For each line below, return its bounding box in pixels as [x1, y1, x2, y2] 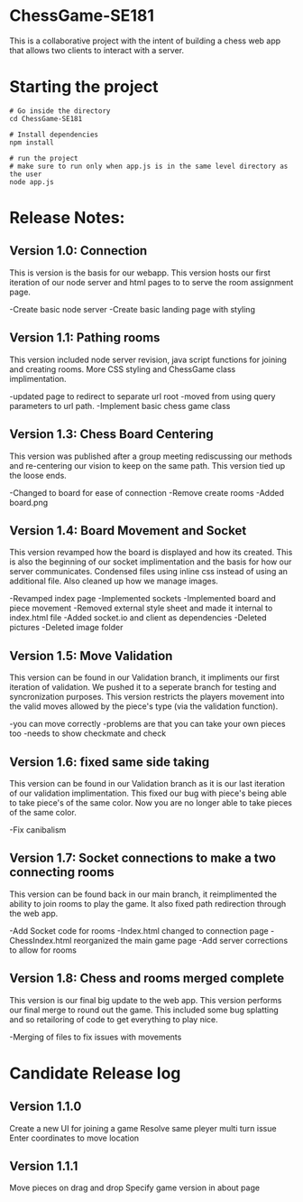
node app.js [9, 177, 54, 186]
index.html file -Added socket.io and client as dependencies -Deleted [9, 612, 267, 623]
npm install [9, 137, 54, 147]
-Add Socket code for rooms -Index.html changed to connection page [9, 925, 269, 936]
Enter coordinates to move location [9, 1132, 140, 1143]
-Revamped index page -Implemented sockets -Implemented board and [9, 593, 277, 604]
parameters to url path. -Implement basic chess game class [9, 400, 231, 411]
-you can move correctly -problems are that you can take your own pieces [9, 719, 286, 730]
